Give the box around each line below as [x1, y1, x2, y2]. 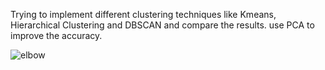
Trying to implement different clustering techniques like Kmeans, [10, 9, 277, 20]
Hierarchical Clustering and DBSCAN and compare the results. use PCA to [10, 19, 315, 31]
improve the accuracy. [10, 30, 103, 41]
